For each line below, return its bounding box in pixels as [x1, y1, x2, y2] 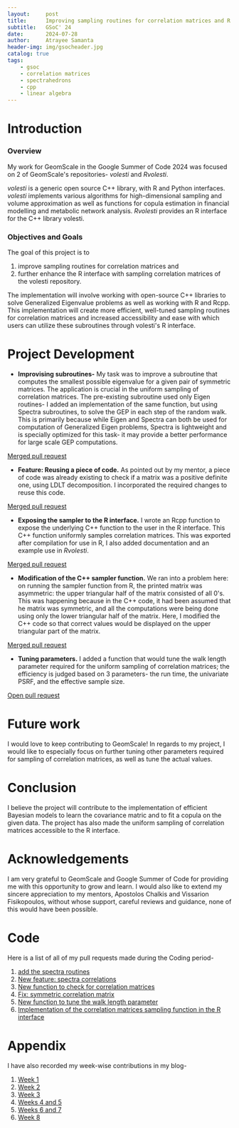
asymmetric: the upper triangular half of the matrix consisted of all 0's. [17, 589, 225, 598]
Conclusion [7, 779, 77, 796]
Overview [7, 146, 42, 156]
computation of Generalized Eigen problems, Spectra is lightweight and [17, 422, 227, 431]
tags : [7, 57, 23, 64]
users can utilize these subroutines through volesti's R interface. [7, 321, 196, 329]
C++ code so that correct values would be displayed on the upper [17, 619, 211, 627]
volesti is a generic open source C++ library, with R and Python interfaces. [7, 183, 225, 193]
